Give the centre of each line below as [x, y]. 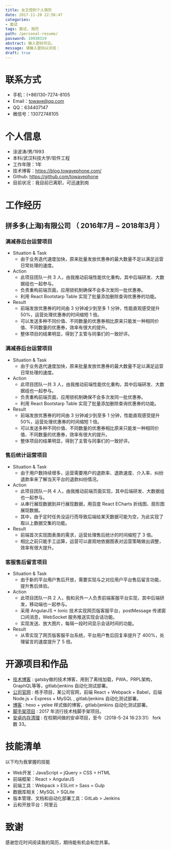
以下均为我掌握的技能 [28, 762]
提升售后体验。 [36, 586]
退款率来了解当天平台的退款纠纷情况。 [60, 479]
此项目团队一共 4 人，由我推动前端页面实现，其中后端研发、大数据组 [92, 491]
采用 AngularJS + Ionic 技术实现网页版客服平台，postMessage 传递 [91, 611]
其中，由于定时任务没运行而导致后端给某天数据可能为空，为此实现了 [92, 517]
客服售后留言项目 [26, 562]
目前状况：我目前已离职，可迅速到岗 [51, 183]
